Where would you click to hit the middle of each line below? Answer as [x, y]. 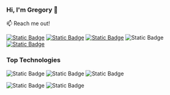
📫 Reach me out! [28, 23]
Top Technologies [34, 60]
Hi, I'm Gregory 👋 [32, 10]
